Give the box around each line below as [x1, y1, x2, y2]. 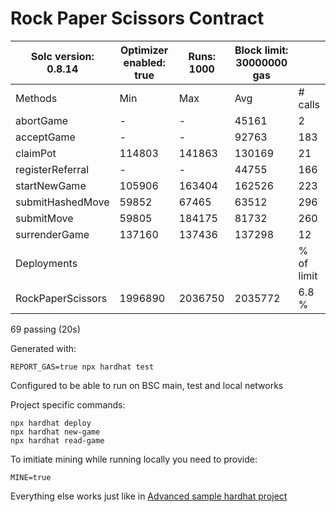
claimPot [15, 146, 57, 160]
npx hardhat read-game [10, 435, 105, 446]
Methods [15, 91, 58, 105]
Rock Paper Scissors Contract [10, 7, 265, 30]
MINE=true [10, 472, 52, 482]
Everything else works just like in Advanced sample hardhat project [10, 490, 288, 502]
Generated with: [10, 342, 77, 354]
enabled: [123, 55, 166, 69]
